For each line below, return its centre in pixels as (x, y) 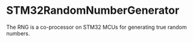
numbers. (18, 33)
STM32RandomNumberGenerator (93, 10)
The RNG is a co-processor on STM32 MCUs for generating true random (96, 27)
